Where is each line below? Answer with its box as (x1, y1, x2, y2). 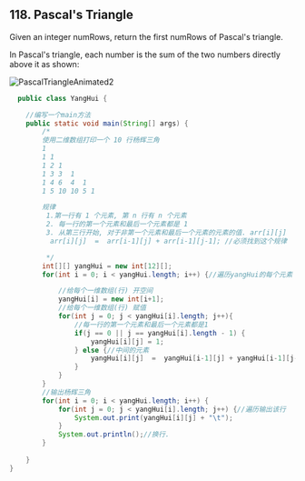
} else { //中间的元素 (74, 346, 150, 355)
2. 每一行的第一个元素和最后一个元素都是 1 (45, 220, 189, 229)
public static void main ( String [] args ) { (25, 118, 189, 128)
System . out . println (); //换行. (57, 430, 170, 439)
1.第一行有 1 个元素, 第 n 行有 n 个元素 (45, 211, 188, 221)
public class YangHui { (17, 94, 107, 103)
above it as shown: (9, 58, 80, 69)
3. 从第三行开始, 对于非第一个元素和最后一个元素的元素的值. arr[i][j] (45, 228, 288, 237)
